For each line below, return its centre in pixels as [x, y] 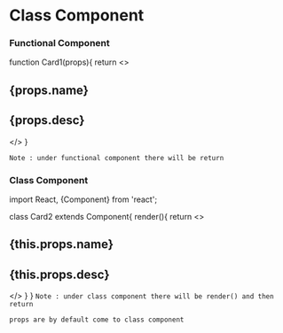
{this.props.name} [61, 244]
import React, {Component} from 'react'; [83, 199]
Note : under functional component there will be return [117, 158]
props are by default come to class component [97, 320]
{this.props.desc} [59, 274]
